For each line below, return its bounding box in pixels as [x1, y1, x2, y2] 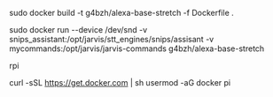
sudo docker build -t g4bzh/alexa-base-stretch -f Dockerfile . [9, 8, 235, 18]
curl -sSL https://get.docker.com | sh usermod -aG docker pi [9, 78, 231, 87]
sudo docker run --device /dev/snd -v [9, 25, 148, 34]
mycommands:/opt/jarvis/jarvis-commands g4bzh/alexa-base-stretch [9, 43, 265, 54]
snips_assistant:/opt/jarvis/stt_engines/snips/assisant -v [9, 34, 214, 44]
